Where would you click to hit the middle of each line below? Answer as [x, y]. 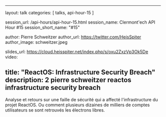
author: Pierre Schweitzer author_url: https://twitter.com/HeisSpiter [73, 37]
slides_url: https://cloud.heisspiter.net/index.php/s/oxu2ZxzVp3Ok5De [77, 52]
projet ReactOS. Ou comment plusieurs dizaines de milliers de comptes [77, 105]
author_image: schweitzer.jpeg [36, 42]
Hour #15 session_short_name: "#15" [42, 27]
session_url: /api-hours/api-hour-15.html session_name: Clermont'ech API [80, 22]
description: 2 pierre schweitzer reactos [68, 80]
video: [12, 57]
